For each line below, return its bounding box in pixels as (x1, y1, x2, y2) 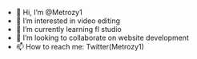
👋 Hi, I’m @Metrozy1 (15, 8, 82, 17)
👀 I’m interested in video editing (15, 16, 121, 26)
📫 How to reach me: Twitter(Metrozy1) (15, 42, 144, 51)
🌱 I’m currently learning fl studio (15, 25, 122, 33)
